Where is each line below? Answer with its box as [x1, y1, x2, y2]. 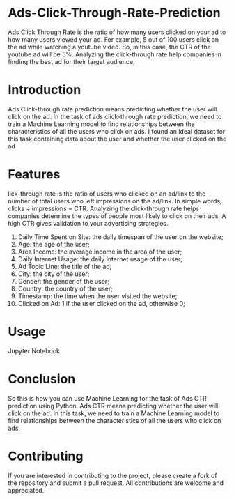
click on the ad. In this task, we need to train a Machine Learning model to [8, 409, 220, 417]
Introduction [8, 82, 81, 98]
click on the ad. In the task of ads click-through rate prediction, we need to [8, 112, 222, 121]
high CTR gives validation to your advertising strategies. [8, 219, 169, 227]
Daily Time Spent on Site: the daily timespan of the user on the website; [17, 232, 224, 241]
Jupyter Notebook [8, 346, 61, 355]
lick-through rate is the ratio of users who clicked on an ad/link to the [8, 190, 206, 198]
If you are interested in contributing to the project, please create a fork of [8, 471, 218, 479]
